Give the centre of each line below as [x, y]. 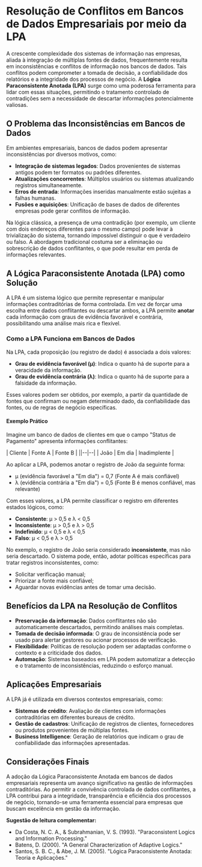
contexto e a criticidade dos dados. [59, 653]
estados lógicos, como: [35, 507]
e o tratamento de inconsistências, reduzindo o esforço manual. [94, 665]
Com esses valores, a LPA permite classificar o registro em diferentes [92, 501]
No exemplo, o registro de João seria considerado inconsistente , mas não [99, 550]
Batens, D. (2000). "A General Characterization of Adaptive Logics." [99, 845]
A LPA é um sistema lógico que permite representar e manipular [85, 298]
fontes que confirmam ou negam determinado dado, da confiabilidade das [98, 401]
